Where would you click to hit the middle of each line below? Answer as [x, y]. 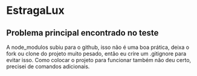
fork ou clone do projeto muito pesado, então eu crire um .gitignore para [96, 54]
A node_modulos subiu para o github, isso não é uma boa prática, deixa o [98, 47]
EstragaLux [35, 11]
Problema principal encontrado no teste [82, 33]
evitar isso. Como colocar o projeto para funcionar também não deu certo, [99, 60]
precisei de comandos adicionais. [48, 66]
